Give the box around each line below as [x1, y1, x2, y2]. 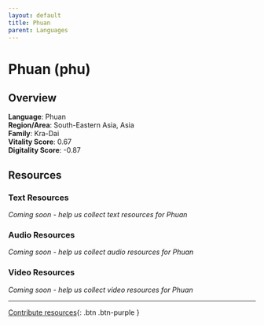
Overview [8, 91, 57, 105]
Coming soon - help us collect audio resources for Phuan [8, 247, 194, 257]
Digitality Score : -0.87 [8, 146, 81, 155]
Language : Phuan [8, 112, 67, 122]
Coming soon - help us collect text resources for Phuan [8, 210, 188, 220]
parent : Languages [8, 26, 68, 34]
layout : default [8, 11, 61, 20]
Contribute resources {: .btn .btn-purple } [8, 308, 140, 317]
